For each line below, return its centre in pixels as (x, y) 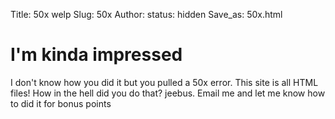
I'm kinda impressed (96, 55)
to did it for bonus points (61, 103)
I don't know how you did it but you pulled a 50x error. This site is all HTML (164, 82)
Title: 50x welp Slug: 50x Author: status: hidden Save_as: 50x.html (146, 14)
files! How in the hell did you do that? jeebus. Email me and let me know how (168, 93)
